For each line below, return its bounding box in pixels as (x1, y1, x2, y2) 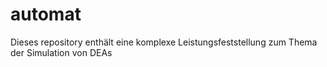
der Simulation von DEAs (10, 46, 113, 58)
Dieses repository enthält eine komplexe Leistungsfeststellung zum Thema (10, 36, 318, 48)
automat (10, 3, 82, 26)
